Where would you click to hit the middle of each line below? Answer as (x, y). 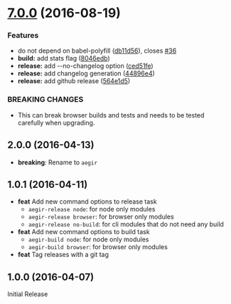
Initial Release (28, 294)
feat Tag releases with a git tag (63, 255)
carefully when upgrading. (56, 122)
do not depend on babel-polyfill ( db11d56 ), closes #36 (97, 51)
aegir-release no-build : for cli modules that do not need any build (126, 224)
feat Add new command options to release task (87, 201)
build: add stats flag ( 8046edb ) (64, 58)
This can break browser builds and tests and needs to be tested (111, 115)
